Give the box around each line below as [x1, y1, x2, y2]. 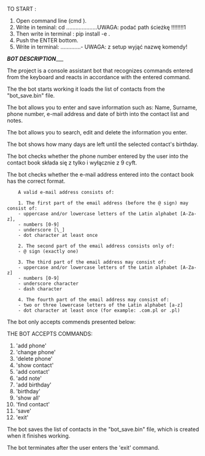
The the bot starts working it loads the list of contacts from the [7, 85, 165, 93]
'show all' [15, 394, 41, 401]
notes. [7, 117, 23, 124]
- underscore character [18, 280, 79, 287]
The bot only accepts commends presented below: [7, 319, 136, 325]
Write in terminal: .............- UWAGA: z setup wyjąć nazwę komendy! [15, 43, 188, 50]
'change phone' [15, 349, 56, 355]
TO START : [7, 6, 36, 12]
